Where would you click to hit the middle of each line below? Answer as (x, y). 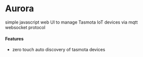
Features (14, 39)
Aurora (20, 9)
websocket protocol (25, 27)
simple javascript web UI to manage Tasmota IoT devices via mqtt (71, 22)
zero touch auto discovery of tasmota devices (59, 50)
